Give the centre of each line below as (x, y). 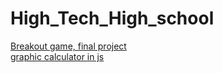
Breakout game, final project (68, 46)
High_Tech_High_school (112, 18)
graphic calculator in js (57, 56)
